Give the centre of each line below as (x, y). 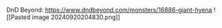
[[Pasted (18, 17)
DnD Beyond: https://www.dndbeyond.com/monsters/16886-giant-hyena (109, 10)
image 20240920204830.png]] (76, 17)
